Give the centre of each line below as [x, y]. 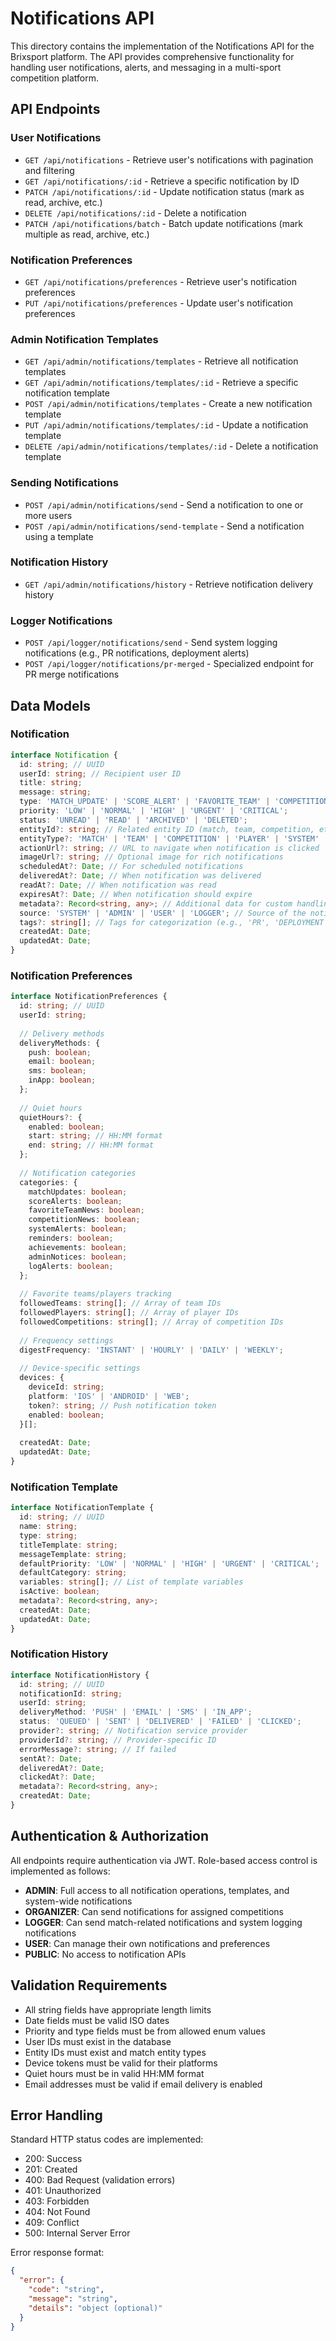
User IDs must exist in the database [98, 2041]
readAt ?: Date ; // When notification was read [118, 885]
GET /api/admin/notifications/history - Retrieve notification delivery [169, 584]
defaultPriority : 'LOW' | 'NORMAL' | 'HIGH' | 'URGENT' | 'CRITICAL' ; [169, 1563]
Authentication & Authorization [110, 1836]
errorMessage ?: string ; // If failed [98, 1749]
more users [48, 515]
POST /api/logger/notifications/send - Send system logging [151, 643]
